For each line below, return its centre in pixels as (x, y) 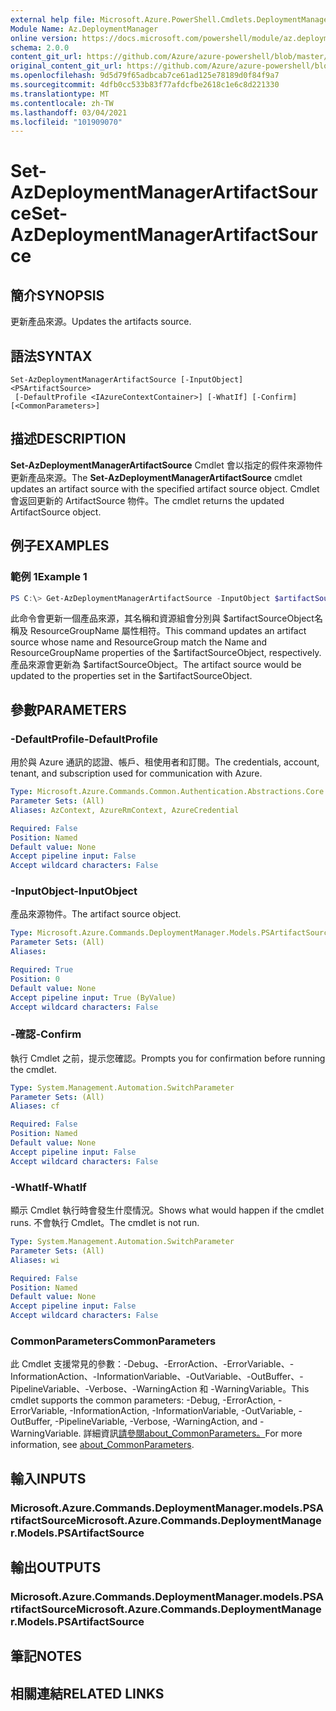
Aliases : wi (35, 1260)
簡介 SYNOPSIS (57, 295)
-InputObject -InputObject (74, 891)
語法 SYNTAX (51, 356)
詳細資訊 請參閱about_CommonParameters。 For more (193, 1433)
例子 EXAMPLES (60, 546)
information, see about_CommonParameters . (102, 1445)
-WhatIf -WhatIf (48, 1187)
